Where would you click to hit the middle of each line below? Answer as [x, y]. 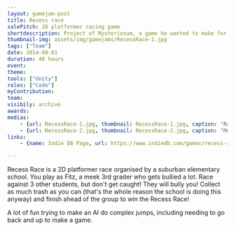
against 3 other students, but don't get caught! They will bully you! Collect [114, 184]
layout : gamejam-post [39, 14]
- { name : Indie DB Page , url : [64, 144]
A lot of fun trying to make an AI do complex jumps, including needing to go [116, 213]
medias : [19, 117]
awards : [19, 111]
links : [17, 137]
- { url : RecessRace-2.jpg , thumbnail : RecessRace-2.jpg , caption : [119, 131]
